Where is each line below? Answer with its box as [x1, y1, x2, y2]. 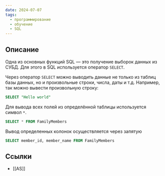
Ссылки [5, 152, 32, 161]
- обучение [10, 21, 33, 27]
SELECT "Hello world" [5, 95, 51, 100]
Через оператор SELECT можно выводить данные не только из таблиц [5, 74, 156, 80]
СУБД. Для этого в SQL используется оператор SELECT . [5, 64, 125, 70]
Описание [5, 45, 39, 54]
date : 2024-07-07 [5, 7, 42, 13]
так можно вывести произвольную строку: [5, 84, 99, 91]
